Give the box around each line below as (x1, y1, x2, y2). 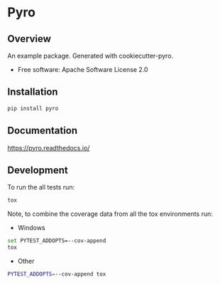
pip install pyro (7, 105, 59, 112)
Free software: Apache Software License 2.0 (17, 66, 148, 73)
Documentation (7, 125, 78, 137)
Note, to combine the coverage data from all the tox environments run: (7, 209, 213, 218)
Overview (7, 33, 52, 45)
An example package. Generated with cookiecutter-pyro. (7, 51, 174, 60)
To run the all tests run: (7, 183, 75, 192)
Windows (17, 224, 45, 232)
